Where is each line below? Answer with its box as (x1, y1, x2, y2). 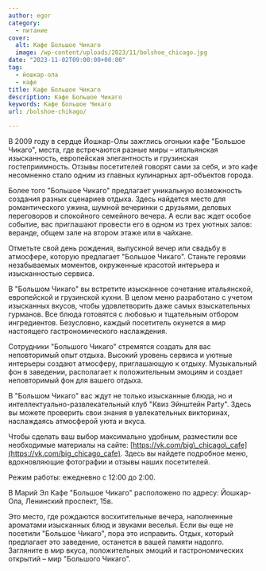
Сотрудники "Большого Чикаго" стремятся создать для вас (8, 342, 212, 351)
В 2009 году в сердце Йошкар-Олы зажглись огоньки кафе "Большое (8, 137, 246, 146)
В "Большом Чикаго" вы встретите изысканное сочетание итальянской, (8, 284, 253, 293)
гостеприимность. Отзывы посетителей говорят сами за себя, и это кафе (8, 162, 258, 171)
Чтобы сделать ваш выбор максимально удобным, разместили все (8, 432, 238, 441)
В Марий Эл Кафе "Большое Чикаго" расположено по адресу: (8, 488, 220, 497)
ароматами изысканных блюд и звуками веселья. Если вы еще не (8, 520, 234, 530)
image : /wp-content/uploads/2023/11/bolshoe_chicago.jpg (15, 49, 208, 56)
